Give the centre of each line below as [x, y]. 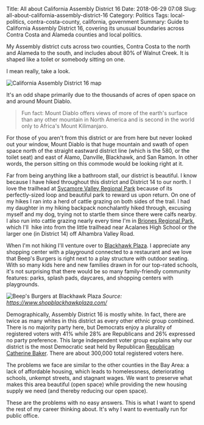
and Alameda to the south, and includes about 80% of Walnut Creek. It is [98, 53]
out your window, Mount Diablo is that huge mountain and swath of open [97, 144]
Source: [112, 296]
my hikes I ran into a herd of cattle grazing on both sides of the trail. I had [98, 201]
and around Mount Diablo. [39, 101]
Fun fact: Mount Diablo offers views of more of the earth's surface [104, 113]
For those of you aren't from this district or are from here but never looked [99, 138]
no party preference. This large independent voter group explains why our [99, 340]
